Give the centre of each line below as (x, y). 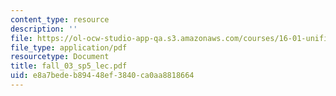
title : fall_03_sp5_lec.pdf (69, 66)
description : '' (44, 29)
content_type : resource (60, 19)
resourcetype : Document (60, 57)
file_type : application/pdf (69, 47)
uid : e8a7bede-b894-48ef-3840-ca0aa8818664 (102, 76)
